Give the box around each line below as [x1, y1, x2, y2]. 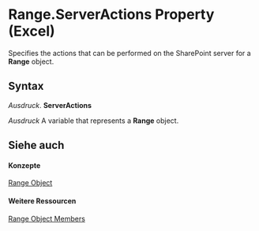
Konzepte [8, 160, 41, 170]
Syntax [8, 80, 44, 93]
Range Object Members [8, 214, 85, 223]
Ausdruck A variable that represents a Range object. [8, 116, 179, 125]
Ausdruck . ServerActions [8, 100, 92, 110]
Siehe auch [8, 139, 65, 152]
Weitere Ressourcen [8, 196, 77, 206]
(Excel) [8, 22, 55, 40]
